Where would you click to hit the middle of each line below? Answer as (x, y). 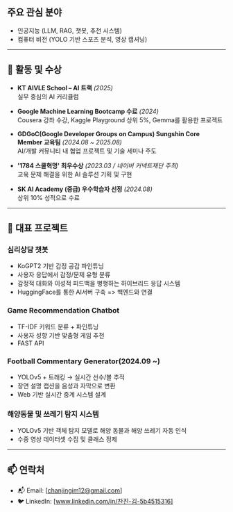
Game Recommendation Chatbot (63, 311)
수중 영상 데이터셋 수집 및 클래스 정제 (67, 439)
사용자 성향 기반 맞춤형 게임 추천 (61, 335)
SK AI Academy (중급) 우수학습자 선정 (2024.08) (85, 189)
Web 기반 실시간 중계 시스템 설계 (61, 394)
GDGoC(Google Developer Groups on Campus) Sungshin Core (108, 133)
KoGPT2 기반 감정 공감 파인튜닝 (60, 266)
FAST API (31, 343)
